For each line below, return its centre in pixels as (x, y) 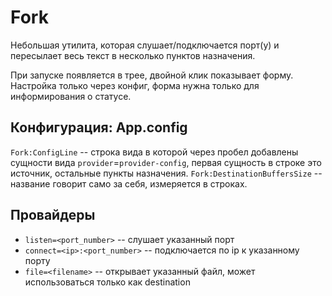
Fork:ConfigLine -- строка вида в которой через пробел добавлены (154, 152)
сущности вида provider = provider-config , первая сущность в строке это (166, 162)
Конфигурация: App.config (99, 127)
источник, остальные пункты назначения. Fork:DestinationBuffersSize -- (166, 173)
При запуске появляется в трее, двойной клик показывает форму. (152, 75)
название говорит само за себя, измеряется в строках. (129, 183)
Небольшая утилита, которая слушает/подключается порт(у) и (145, 45)
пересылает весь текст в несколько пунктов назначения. (133, 55)
